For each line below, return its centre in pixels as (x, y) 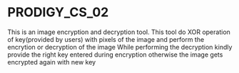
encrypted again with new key (52, 62)
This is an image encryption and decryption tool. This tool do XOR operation (119, 32)
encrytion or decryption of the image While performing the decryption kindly (120, 47)
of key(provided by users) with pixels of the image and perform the (106, 39)
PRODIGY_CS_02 (58, 12)
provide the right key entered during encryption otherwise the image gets (115, 55)
